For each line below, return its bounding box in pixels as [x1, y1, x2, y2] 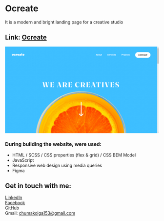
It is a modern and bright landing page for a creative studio [5, 19, 123, 25]
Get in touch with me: [5, 181, 72, 190]
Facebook [5, 200, 25, 206]
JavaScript [12, 157, 34, 163]
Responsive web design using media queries [12, 162, 102, 168]
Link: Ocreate [5, 33, 47, 42]
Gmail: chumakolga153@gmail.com [5, 210, 76, 216]
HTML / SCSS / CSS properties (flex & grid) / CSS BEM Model [12, 152, 136, 158]
